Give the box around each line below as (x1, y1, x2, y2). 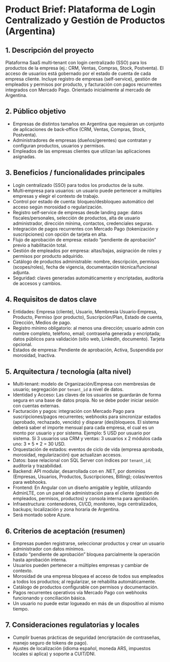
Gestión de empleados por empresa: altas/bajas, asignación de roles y (12, 248, 162, 254)
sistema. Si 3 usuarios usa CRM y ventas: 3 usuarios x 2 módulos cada (12, 436, 162, 442)
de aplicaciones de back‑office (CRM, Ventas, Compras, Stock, (12, 126, 146, 132)
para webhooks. (12, 479, 47, 485)
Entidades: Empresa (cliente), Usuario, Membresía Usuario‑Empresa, (12, 309, 158, 315)
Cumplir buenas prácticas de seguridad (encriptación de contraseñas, (12, 634, 161, 640)
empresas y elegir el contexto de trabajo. (12, 193, 100, 199)
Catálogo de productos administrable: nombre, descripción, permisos (12, 258, 160, 264)
